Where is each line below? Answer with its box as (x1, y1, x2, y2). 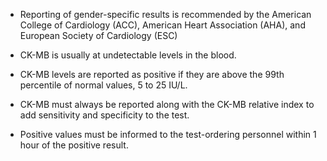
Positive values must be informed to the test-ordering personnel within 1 (19, 129, 317, 140)
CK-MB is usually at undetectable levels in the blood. (19, 49, 237, 61)
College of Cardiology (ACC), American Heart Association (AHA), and (19, 19, 306, 31)
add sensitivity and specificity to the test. (19, 109, 190, 121)
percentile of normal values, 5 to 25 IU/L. (19, 79, 188, 91)
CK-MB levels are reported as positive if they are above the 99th (19, 69, 285, 80)
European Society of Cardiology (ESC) (19, 30, 178, 41)
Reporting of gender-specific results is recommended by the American (19, 9, 312, 20)
